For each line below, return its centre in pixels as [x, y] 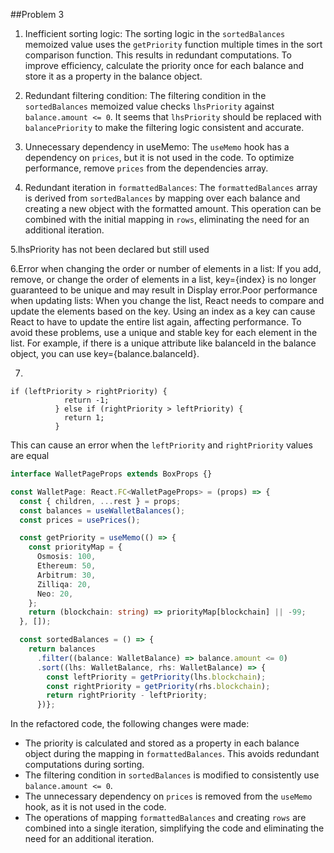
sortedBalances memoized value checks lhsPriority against [149, 106]
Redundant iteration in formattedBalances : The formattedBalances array [171, 187]
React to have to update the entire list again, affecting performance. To [156, 322]
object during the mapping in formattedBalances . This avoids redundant [172, 754]
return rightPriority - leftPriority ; [127, 695]
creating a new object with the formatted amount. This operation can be [173, 208]
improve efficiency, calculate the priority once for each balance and [164, 65]
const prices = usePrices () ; [80, 520]
